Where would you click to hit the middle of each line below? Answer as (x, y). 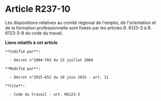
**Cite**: (15, 86)
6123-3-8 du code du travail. (34, 33)
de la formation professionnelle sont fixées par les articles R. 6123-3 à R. (79, 27)
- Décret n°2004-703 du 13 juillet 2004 (51, 60)
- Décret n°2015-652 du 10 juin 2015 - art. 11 (59, 77)
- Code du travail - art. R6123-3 (45, 94)
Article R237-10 (38, 9)
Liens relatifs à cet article (31, 42)
